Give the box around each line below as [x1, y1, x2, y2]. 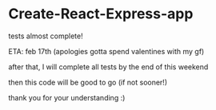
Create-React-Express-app [8, 5, 194, 23]
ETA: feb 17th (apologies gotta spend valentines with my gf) [8, 46, 205, 56]
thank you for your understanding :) [8, 92, 126, 102]
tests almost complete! [8, 31, 83, 41]
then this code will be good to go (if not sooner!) [8, 77, 168, 87]
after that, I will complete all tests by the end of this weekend [8, 61, 209, 72]
